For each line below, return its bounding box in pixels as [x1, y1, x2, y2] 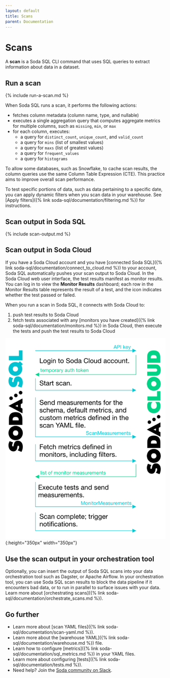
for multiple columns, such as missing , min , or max [12, 123, 117, 129]
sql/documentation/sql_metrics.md [12, 651, 86, 657]
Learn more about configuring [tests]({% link [12, 657, 107, 663]
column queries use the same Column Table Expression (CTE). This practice [5, 171, 165, 177]
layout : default [5, 8, 40, 13]
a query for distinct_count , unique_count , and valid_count [20, 134, 144, 140]
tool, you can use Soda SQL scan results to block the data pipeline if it [5, 579, 152, 585]
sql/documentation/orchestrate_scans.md [5, 595, 93, 601]
